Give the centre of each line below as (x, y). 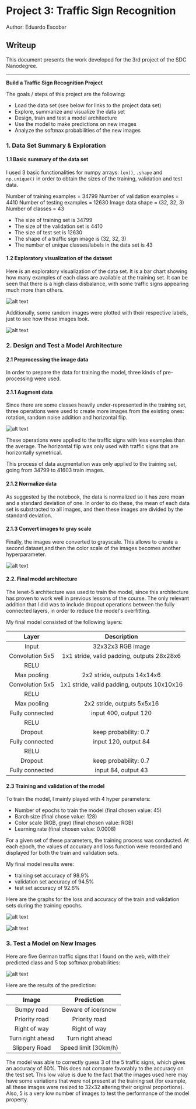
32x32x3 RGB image (121, 647)
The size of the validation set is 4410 (59, 226)
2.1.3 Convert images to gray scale (49, 529)
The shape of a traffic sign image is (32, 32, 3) (70, 238)
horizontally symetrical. (34, 453)
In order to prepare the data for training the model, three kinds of (84, 373)
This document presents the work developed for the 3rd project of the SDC (96, 59)
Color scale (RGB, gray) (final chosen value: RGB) (74, 823)
